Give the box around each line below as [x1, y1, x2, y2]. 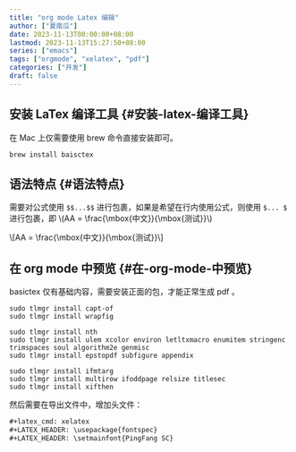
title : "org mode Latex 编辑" [9, 13, 119, 22]
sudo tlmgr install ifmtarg [9, 367, 114, 376]
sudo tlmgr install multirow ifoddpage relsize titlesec [9, 375, 226, 384]
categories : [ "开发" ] [9, 64, 88, 72]
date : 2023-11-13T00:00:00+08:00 [9, 30, 134, 38]
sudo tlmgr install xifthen [9, 382, 114, 392]
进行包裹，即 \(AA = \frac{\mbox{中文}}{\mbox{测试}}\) [9, 213, 213, 224]
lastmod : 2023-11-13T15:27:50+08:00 [9, 38, 146, 47]
